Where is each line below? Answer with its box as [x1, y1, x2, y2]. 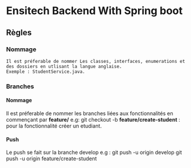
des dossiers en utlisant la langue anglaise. [6, 63, 122, 69]
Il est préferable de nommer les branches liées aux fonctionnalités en [6, 110, 173, 117]
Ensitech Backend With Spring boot [6, 4, 183, 18]
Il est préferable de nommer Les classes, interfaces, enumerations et [6, 58, 185, 64]
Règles [6, 28, 32, 38]
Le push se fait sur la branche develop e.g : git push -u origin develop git [6, 149, 182, 156]
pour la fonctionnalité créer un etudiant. [6, 122, 102, 129]
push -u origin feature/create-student [6, 155, 97, 162]
